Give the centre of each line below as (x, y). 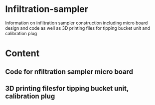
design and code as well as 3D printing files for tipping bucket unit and (78, 28)
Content (22, 53)
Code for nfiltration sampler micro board (69, 72)
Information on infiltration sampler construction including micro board (77, 23)
